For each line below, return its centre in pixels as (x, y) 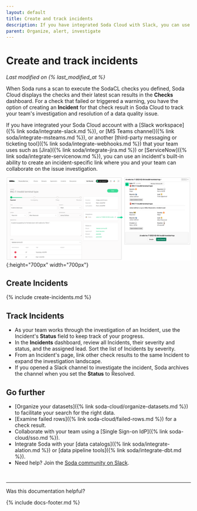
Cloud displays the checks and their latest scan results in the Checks (90, 95)
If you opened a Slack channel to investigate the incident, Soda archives (102, 367)
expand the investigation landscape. (58, 361)
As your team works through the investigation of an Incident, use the (97, 330)
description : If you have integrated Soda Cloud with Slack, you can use (98, 25)
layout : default (26, 12)
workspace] (170, 125)
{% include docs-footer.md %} (43, 503)
